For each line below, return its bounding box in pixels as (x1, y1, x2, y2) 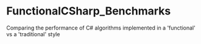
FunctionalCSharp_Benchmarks (6, 4, 171, 18)
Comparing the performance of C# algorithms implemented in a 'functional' (6, 24, 196, 31)
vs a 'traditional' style (6, 30, 60, 37)
